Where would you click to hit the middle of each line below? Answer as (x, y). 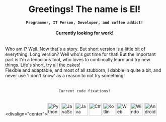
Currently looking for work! (85, 33)
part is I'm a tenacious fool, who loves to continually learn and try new (78, 59)
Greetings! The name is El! (85, 9)
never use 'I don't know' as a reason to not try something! (65, 75)
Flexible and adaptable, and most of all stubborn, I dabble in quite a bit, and (83, 70)
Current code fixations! (85, 91)
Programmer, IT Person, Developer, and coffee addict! (85, 23)
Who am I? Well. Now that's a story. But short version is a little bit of (75, 49)
